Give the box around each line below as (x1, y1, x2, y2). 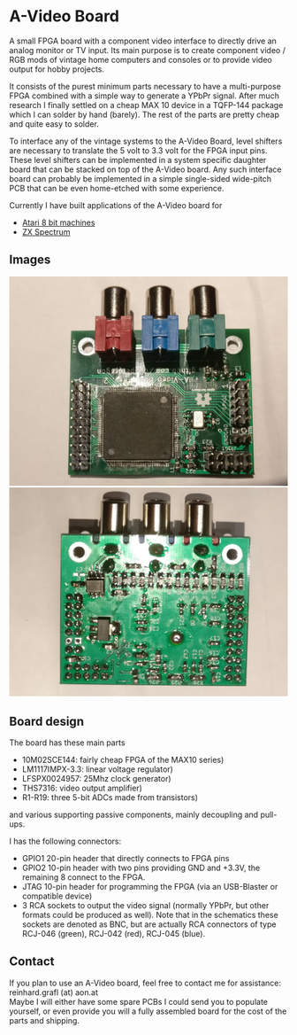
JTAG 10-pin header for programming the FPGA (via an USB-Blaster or (21, 882, 278, 892)
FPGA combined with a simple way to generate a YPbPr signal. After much (9, 90, 280, 101)
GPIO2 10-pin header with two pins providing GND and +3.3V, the (21, 862, 261, 874)
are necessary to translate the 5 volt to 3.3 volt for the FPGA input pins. (9, 144, 268, 156)
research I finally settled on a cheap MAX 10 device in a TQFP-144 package (9, 99, 284, 110)
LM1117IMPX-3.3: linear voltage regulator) (21, 764, 174, 774)
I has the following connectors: (9, 836, 122, 847)
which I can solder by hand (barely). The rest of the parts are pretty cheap (9, 109, 280, 120)
